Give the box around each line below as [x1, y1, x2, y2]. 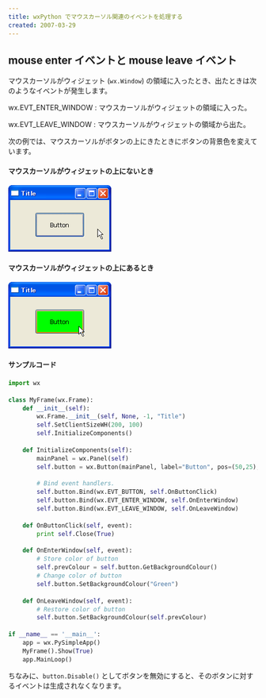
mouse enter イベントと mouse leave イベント [8, 53, 237, 67]
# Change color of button [36, 572, 123, 580]
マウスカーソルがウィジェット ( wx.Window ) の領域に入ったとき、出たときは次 [8, 76, 257, 86]
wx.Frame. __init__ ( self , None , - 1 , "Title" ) [36, 413, 186, 421]
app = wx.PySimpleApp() [22, 639, 101, 647]
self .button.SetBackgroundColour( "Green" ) [36, 580, 179, 588]
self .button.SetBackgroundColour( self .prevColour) [36, 614, 207, 622]
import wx [8, 379, 41, 387]
